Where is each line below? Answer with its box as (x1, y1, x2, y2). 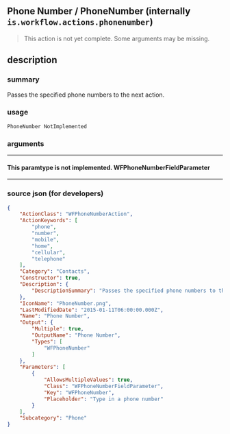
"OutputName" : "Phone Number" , (31, 332, 121, 339)
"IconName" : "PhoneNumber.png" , (19, 300, 112, 307)
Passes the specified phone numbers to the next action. (7, 91, 165, 99)
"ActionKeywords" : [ (19, 217, 78, 224)
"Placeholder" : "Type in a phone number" (43, 396, 164, 402)
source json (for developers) (7, 189, 104, 198)
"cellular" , (31, 249, 66, 256)
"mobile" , (31, 236, 60, 243)
